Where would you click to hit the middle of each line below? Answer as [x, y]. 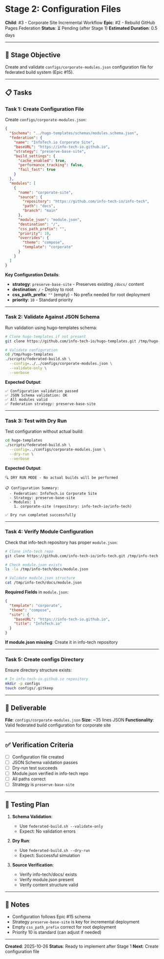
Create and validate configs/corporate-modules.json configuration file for [79, 67]
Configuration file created [38, 757]
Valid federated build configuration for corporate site [58, 725]
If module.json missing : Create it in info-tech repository [61, 642]
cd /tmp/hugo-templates [29, 354]
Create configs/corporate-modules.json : [46, 120]
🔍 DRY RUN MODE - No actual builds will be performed [61, 478]
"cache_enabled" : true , [42, 161]
